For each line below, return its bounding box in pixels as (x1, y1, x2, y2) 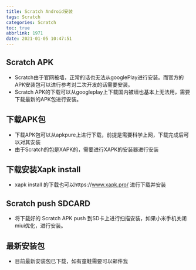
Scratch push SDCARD (6, 199, 91, 209)
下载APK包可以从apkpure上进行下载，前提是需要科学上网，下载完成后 (14, 131, 184, 138)
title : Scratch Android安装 (6, 8, 73, 15)
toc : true (6, 25, 31, 31)
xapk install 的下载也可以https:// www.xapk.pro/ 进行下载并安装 (14, 181, 166, 188)
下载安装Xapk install (6, 165, 81, 175)
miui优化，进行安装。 (14, 222, 66, 229)
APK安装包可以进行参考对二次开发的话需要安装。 (14, 81, 133, 88)
